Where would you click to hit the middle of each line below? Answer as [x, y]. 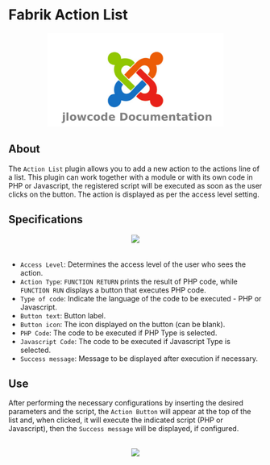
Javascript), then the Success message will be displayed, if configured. [124, 429]
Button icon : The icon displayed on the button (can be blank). [123, 324]
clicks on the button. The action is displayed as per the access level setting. [134, 194]
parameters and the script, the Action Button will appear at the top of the [130, 412]
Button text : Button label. [63, 315]
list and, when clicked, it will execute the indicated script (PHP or [116, 420]
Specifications [46, 220]
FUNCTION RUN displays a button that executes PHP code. [113, 290]
